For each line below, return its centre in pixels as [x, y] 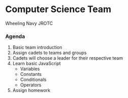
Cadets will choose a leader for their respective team [68, 58]
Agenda [15, 36]
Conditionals [33, 80]
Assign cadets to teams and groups [50, 53]
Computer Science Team [58, 9]
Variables [30, 69]
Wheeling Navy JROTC [29, 23]
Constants [31, 74]
